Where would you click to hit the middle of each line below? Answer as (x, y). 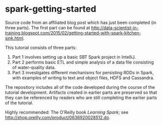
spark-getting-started (51, 9)
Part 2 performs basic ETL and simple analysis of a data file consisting (83, 62)
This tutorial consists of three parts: (41, 47)
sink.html (14, 38)
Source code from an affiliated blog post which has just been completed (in (81, 22)
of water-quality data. (34, 67)
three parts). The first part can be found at (48, 27)
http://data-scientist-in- (115, 27)
